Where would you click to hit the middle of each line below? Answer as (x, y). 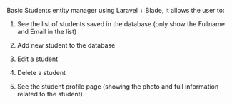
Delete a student (41, 73)
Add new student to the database (66, 45)
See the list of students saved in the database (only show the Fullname (121, 24)
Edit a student (37, 59)
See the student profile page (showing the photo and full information (118, 87)
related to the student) (50, 94)
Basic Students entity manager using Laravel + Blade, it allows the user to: (116, 10)
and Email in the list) (47, 32)
